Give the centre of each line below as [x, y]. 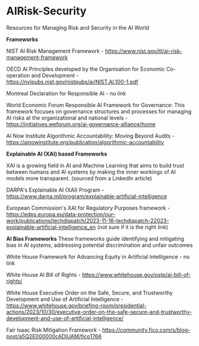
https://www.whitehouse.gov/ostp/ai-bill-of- [136, 275]
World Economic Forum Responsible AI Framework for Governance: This [96, 105]
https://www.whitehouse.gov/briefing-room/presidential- [76, 305]
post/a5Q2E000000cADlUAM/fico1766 [54, 336]
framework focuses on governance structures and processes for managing [99, 111]
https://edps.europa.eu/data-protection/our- [61, 214]
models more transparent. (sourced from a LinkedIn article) [79, 178]
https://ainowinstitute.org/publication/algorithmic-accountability [85, 142]
